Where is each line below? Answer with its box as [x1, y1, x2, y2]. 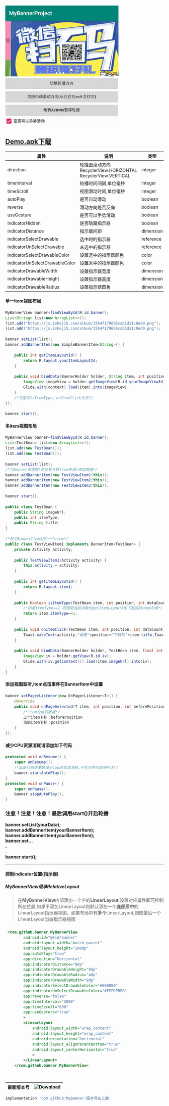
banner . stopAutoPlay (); [14, 792, 64, 797]
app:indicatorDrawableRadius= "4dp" [23, 973, 98, 978]
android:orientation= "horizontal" [32, 1036, 105, 1041]
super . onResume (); [14, 760, 53, 765]
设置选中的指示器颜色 [79, 252, 124, 258]
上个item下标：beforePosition [23, 715, 83, 720]
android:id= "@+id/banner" [23, 935, 78, 940]
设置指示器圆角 [79, 284, 111, 290]
